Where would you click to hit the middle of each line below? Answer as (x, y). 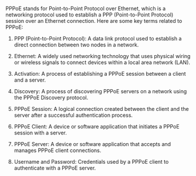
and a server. (30, 80)
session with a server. (40, 133)
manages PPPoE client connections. (58, 150)
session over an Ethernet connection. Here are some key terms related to (94, 21)
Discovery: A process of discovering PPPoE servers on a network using (100, 91)
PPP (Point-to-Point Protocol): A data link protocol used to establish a (98, 38)
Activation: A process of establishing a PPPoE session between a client (100, 74)
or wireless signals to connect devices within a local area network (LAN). (102, 62)
